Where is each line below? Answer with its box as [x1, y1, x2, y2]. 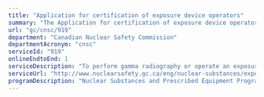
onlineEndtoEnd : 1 [8, 56, 68, 63]
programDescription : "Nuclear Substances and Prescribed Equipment [8, 77, 234, 84]
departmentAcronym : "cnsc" [8, 41, 97, 48]
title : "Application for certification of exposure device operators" [8, 11, 244, 20]
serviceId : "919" [8, 48, 65, 56]
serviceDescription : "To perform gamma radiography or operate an [8, 63, 230, 70]
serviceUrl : [8, 70, 47, 77]
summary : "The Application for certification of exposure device [8, 19, 226, 27]
